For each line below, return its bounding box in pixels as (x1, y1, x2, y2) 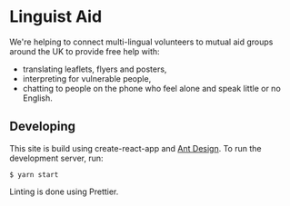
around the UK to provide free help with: (9, 45, 161, 56)
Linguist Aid (9, 6, 103, 27)
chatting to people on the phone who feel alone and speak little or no (22, 83, 282, 93)
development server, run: (9, 152, 104, 163)
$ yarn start (9, 170, 59, 179)
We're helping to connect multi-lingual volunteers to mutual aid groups (9, 36, 274, 47)
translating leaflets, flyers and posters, (22, 64, 167, 74)
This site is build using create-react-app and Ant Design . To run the (9, 142, 262, 153)
